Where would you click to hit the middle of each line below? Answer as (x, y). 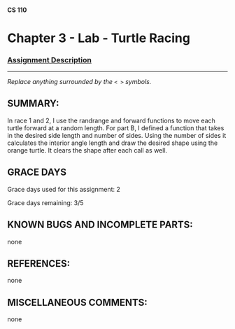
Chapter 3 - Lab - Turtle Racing (99, 38)
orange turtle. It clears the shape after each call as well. (87, 150)
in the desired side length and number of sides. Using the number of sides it (117, 135)
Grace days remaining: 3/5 (45, 202)
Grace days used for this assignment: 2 (64, 189)
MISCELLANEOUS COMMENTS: (78, 302)
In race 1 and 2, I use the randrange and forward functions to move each (111, 120)
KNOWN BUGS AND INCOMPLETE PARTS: (100, 225)
